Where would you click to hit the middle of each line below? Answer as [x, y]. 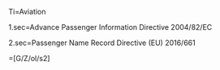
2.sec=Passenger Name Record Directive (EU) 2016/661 [102, 43]
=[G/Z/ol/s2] [29, 58]
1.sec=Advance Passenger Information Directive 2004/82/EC [110, 27]
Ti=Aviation [27, 12]
